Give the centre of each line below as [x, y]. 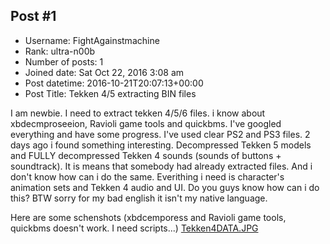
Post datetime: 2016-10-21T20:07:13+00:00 [114, 83]
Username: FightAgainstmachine [92, 40]
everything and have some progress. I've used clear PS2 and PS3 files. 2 [160, 134]
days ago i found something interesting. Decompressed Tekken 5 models [161, 145]
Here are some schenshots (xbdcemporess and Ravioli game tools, [148, 217]
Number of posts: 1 [64, 61]
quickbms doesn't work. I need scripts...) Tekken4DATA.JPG [134, 228]
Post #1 [33, 16]
